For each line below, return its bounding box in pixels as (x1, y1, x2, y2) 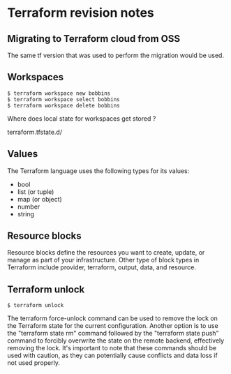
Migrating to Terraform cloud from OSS (7, 33, 180, 45)
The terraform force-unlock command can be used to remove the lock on (7, 314, 218, 322)
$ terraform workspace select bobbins (7, 96, 120, 103)
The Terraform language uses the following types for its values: (7, 166, 190, 175)
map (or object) (17, 195, 63, 203)
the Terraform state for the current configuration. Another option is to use (7, 322, 218, 330)
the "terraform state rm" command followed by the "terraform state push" (7, 329, 219, 338)
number (17, 202, 40, 211)
